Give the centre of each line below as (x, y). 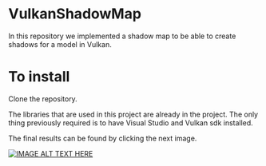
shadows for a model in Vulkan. (60, 44)
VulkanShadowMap (75, 14)
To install (39, 77)
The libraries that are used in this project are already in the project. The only (133, 114)
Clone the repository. (43, 99)
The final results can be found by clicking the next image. (103, 138)
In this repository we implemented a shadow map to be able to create (122, 36)
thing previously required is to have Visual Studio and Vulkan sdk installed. (131, 123)
